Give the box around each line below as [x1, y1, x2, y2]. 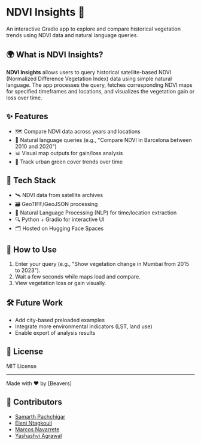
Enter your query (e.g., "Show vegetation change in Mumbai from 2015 [14, 261, 190, 268]
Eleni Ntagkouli [14, 419, 53, 426]
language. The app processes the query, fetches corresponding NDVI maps [6, 81, 193, 89]
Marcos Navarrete [14, 425, 60, 433]
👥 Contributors [6, 397, 63, 407]
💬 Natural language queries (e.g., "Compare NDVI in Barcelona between [14, 136, 193, 143]
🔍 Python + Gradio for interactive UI [14, 216, 105, 223]
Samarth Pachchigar [14, 413, 66, 420]
